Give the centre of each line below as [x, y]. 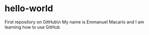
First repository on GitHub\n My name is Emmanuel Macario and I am [74, 22]
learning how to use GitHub [32, 27]
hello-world [29, 9]
